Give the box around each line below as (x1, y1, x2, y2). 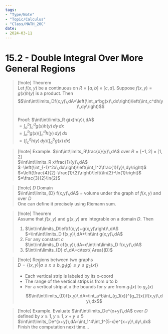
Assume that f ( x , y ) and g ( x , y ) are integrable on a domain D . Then (17, 216, 154, 222)
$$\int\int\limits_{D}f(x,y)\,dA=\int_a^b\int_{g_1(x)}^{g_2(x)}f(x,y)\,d (26, 292, 163, 299)
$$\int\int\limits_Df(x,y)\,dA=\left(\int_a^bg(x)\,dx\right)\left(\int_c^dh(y (18, 98, 163, 104)
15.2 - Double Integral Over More (5, 52, 143, 64)
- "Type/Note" (5, 12, 35, 17)
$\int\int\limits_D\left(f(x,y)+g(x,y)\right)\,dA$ (25, 226, 119, 232)
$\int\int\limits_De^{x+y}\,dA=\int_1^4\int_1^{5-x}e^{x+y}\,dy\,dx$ (17, 318, 151, 324)
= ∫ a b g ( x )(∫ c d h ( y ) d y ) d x (19, 129, 68, 137)
